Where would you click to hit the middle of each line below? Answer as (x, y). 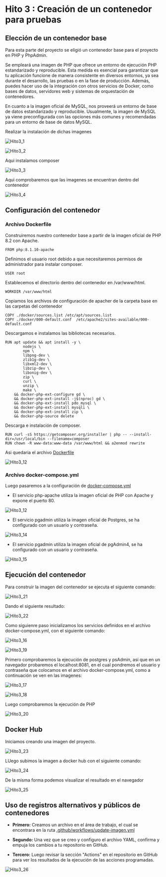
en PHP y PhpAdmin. (26, 55)
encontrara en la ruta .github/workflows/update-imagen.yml (73, 830)
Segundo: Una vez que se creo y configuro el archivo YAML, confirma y (86, 840)
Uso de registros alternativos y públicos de (73, 805)
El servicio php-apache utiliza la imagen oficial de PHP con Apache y (83, 495)
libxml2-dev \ (37, 364)
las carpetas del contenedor (34, 306)
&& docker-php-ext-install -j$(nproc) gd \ (60, 399)
